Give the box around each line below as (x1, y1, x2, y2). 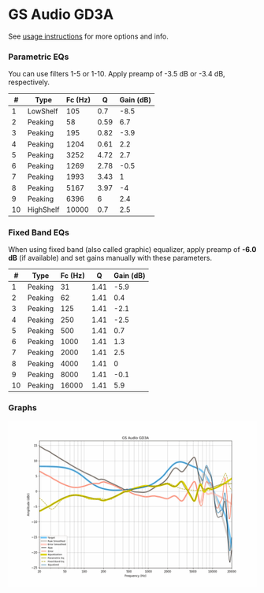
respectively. (8, 77, 50, 87)
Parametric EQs (8, 51, 69, 62)
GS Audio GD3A (8, 6, 114, 24)
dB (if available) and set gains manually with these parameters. (8, 254, 213, 263)
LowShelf (27, 106, 58, 116)
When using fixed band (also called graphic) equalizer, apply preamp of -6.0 (8, 245, 257, 254)
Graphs (8, 402, 37, 413)
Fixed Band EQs (8, 227, 69, 238)
